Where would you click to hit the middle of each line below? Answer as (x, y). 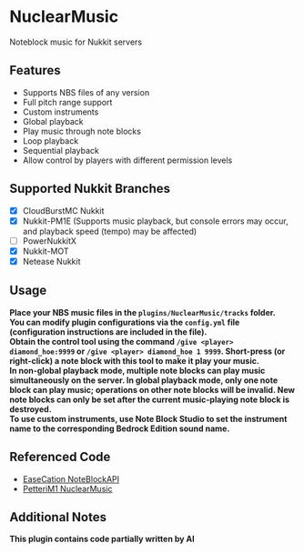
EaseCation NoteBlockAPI (71, 478)
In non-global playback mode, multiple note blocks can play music (137, 370)
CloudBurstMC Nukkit (63, 210)
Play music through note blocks (81, 131)
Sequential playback (61, 150)
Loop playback (51, 141)
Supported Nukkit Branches (90, 189)
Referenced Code (60, 457)
